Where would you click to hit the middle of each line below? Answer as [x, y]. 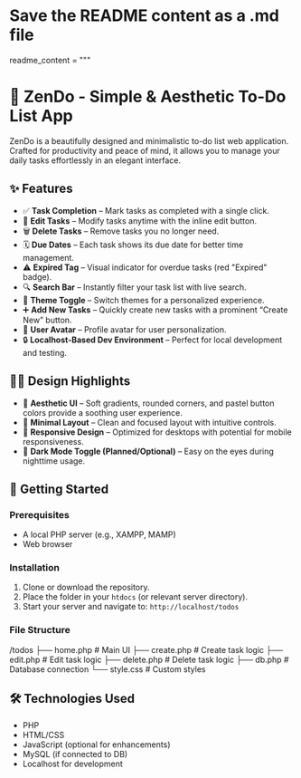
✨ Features [41, 189]
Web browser [47, 544]
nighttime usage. [54, 461]
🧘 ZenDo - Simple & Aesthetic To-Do [148, 97]
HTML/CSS [43, 735]
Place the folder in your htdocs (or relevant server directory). [135, 597]
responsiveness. [53, 441]
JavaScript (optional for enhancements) [96, 744]
